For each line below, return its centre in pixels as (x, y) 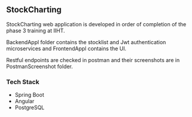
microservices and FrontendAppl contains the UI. (66, 48)
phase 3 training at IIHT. (36, 30)
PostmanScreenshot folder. (40, 66)
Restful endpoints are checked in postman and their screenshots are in (93, 60)
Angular (24, 101)
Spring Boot (30, 95)
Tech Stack (23, 82)
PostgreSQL (30, 107)
